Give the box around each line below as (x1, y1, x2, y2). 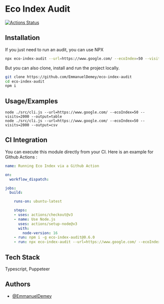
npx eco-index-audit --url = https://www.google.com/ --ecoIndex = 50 (5, 56, 143, 61)
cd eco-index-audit (5, 79, 45, 84)
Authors (5, 280, 31, 288)
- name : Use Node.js (14, 217, 56, 222)
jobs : (5, 185, 16, 191)
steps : (14, 208, 27, 213)
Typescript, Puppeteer (5, 266, 50, 272)
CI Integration (5, 136, 48, 144)
